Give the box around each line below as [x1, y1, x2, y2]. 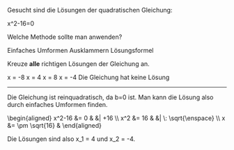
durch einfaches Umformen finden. [7, 101, 108, 108]
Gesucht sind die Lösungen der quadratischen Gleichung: [7, 6, 173, 14]
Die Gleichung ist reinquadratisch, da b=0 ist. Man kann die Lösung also [7, 93, 214, 101]
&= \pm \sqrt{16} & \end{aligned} [7, 122, 102, 129]
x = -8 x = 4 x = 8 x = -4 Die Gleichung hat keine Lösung [7, 73, 170, 81]
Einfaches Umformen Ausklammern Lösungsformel [7, 47, 154, 54]
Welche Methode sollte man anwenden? [7, 33, 123, 41]
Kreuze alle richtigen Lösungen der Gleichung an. [7, 60, 150, 68]
